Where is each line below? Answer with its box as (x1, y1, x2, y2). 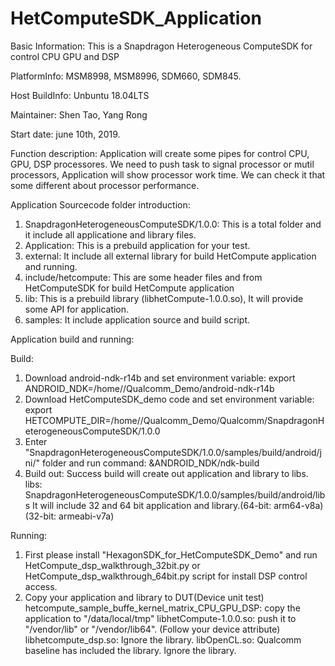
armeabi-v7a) (58, 510, 115, 522)
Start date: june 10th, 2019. (10, 128, 121, 140)
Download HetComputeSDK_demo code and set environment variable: (24, 393, 315, 405)
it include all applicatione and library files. (24, 228, 197, 241)
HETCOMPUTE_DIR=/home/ (24, 414, 141, 426)
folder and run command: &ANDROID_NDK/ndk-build (41, 457, 260, 469)
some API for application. (24, 303, 130, 315)
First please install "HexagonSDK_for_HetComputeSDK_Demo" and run (24, 548, 318, 561)
